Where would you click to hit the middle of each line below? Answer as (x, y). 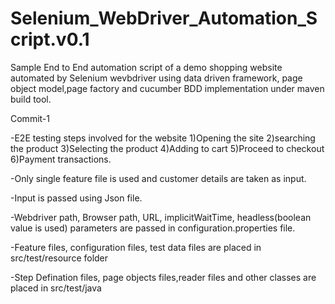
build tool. (31, 99)
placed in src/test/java (56, 288)
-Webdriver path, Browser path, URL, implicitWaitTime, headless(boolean (161, 217)
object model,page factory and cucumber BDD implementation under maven (167, 88)
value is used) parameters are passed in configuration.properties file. (153, 228)
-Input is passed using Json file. (76, 198)
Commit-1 (30, 118)
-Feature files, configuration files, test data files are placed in (136, 247)
